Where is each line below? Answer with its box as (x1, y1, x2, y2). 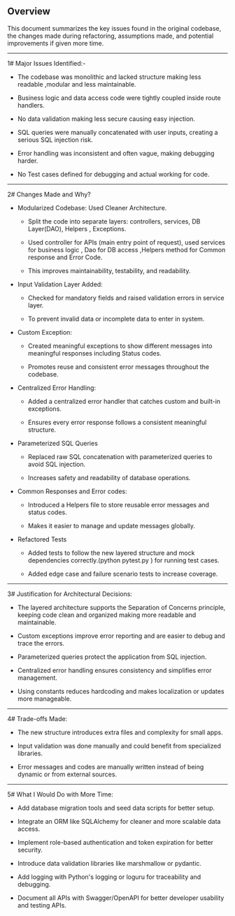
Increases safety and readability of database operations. (27, 473, 191, 481)
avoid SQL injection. (27, 460, 86, 468)
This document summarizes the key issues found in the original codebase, (7, 24, 222, 32)
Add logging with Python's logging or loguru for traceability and (17, 873, 201, 881)
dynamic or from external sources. (17, 770, 117, 778)
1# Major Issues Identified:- (7, 59, 86, 67)
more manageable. (17, 695, 72, 703)
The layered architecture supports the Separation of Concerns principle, (17, 603, 226, 611)
